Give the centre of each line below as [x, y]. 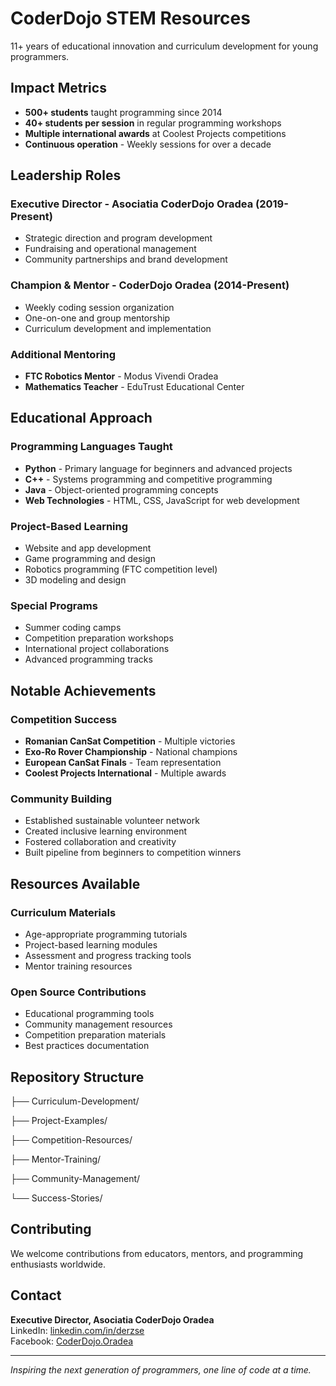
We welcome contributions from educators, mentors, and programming [157, 1253]
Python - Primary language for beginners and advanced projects [158, 468]
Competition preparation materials [95, 1035]
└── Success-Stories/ [56, 1198]
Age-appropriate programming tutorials [106, 934]
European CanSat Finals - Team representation [123, 762]
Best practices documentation [87, 1046]
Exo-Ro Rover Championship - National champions [131, 751]
